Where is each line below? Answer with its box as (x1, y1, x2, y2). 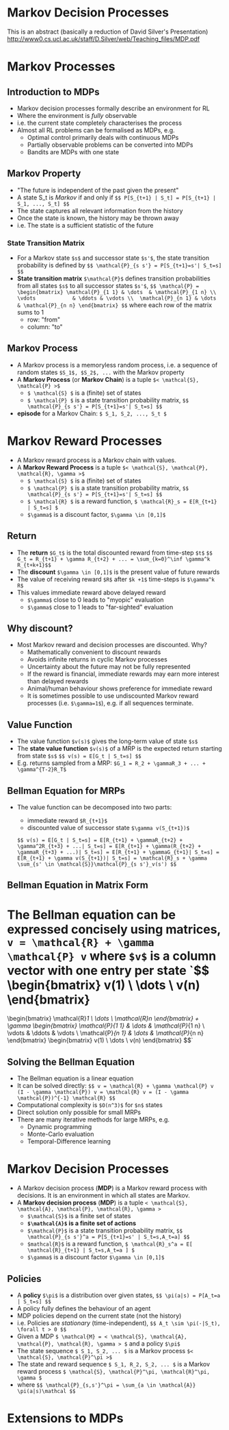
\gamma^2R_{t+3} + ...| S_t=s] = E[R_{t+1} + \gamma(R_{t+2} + (16, 843, 202, 850)
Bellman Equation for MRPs (7, 785, 125, 797)
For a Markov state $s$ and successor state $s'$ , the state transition (16, 254, 210, 262)
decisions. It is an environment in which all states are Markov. (16, 1191, 190, 1200)
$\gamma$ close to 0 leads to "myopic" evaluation (27, 595, 164, 604)
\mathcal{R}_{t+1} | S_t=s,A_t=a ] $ (27, 1247, 135, 1254)
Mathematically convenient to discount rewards (27, 648, 161, 656)
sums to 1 (16, 308, 44, 317)
